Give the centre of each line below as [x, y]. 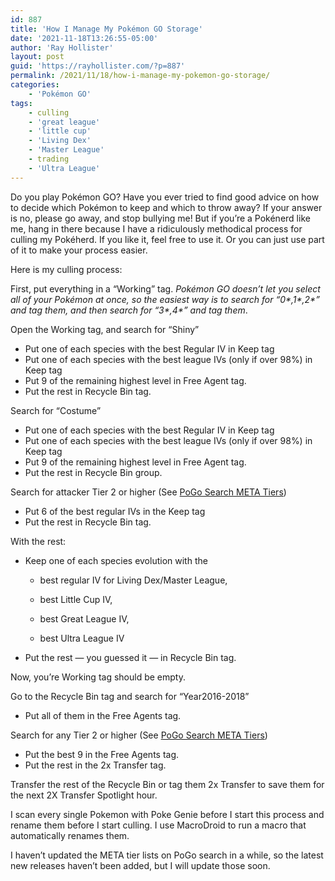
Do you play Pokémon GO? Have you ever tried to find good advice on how [165, 197]
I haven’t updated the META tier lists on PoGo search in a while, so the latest [167, 855]
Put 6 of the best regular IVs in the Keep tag [115, 511]
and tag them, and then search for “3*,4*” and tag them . [129, 310]
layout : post [37, 57]
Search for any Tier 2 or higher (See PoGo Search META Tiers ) [139, 735]
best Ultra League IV [82, 638]
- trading [49, 159]
